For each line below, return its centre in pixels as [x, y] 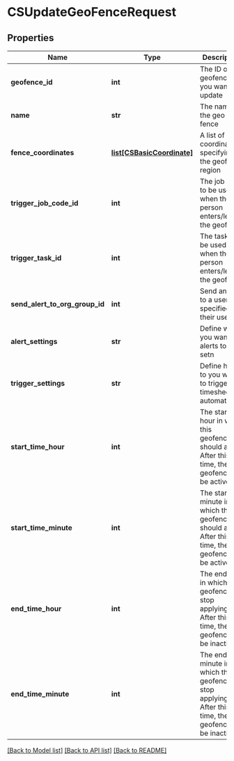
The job [212, 181]
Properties [31, 38]
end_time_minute [40, 694]
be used [213, 245]
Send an [213, 291]
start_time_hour [38, 447]
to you [210, 375]
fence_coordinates [42, 152]
